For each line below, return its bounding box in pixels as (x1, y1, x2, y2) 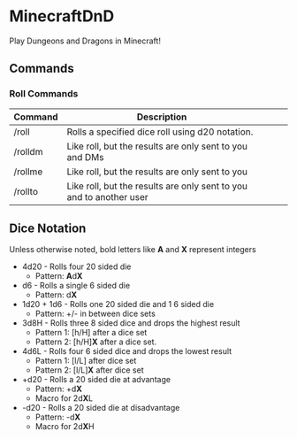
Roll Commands (9, 88, 79, 100)
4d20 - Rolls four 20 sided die (21, 261, 132, 272)
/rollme (13, 166, 43, 178)
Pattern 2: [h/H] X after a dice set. (34, 336, 157, 347)
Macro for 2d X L (34, 393, 94, 404)
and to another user (66, 190, 148, 203)
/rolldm (13, 145, 43, 158)
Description (136, 111, 187, 123)
